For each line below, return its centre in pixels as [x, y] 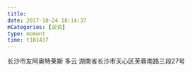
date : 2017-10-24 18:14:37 [47, 20]
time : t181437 [28, 40]
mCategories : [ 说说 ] [36, 27]
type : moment [26, 34]
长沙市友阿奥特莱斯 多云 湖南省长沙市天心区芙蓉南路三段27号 [96, 61]
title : [17, 14]
